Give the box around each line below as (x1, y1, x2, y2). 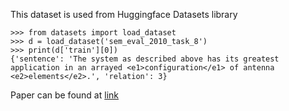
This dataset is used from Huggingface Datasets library (10, 9, 238, 20)
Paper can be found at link (10, 89, 119, 101)
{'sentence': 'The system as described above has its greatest (10, 54, 280, 64)
